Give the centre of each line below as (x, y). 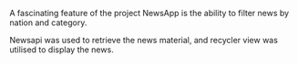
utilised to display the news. (62, 50)
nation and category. (48, 23)
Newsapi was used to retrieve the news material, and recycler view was (144, 40)
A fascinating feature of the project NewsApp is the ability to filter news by (149, 13)
